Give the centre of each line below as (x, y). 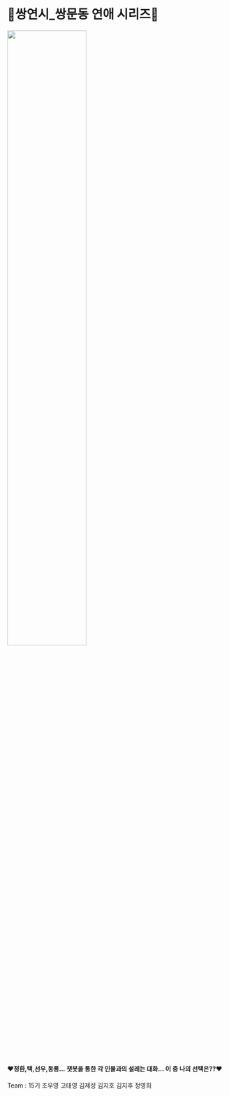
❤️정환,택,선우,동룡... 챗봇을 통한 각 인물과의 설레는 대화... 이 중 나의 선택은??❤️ (115, 1069)
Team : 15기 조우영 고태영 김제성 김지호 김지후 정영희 (80, 1085)
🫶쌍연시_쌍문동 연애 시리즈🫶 (83, 14)
